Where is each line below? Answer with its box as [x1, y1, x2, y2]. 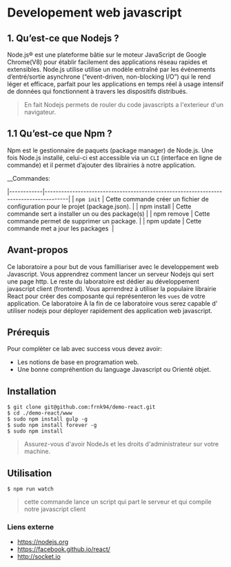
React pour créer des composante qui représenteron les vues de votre [7, 292, 205, 300]
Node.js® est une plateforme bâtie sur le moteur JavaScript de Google [7, 50, 207, 59]
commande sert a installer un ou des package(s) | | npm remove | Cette [7, 209, 210, 218]
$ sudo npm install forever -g [7, 422, 97, 429]
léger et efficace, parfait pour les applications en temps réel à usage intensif [7, 80, 224, 88]
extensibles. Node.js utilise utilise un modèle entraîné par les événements [7, 66, 216, 73]
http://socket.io [17, 553, 61, 561]
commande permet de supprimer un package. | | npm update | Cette [7, 217, 202, 225]
